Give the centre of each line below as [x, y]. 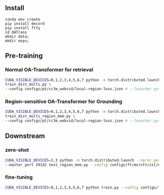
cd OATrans [16, 32]
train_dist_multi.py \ [28, 85]
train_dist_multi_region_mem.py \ [40, 116]
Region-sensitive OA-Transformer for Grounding [64, 101]
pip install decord [25, 24]
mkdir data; [17, 36]
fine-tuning [19, 177]
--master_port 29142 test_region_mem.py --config [57, 165]
